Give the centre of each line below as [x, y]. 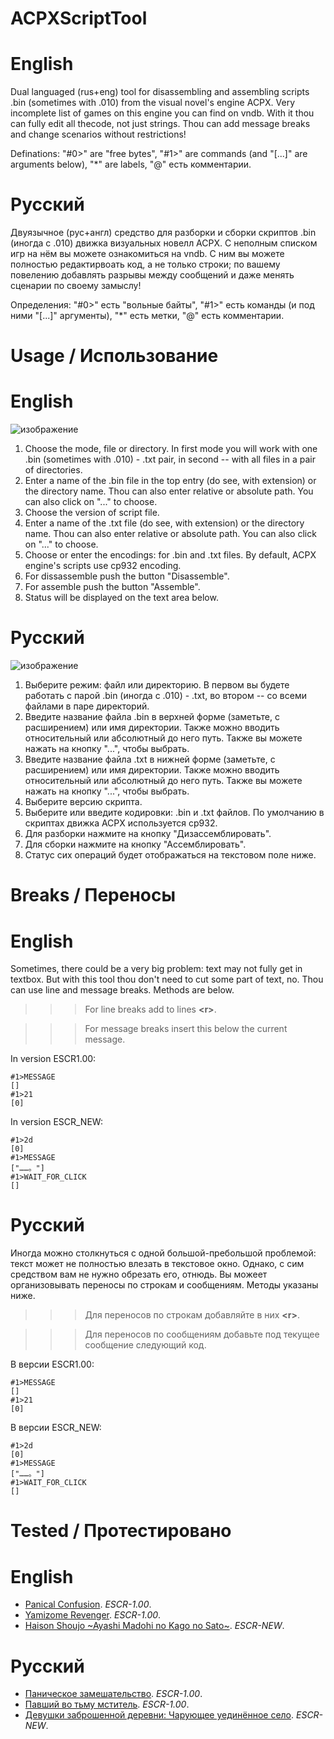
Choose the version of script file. [92, 513]
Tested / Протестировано [121, 1531]
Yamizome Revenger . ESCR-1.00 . [93, 1615]
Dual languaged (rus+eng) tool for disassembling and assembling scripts [160, 92]
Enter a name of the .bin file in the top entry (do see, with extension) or [170, 481]
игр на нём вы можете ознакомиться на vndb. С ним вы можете [147, 254]
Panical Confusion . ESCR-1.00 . [88, 1604]
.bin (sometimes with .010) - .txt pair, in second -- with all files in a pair [170, 459]
